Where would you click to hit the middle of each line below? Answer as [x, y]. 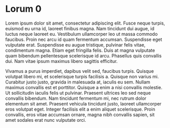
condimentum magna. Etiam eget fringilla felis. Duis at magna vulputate [80, 50]
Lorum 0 [23, 9]
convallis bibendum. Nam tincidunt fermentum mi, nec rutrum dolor [76, 98]
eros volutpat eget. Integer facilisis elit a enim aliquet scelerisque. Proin [80, 109]
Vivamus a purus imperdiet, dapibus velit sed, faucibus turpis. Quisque [80, 71]
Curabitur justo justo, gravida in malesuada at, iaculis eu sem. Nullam [78, 82]
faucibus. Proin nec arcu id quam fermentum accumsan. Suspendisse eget [84, 39]
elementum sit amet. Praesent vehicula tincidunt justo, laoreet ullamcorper [83, 103]
